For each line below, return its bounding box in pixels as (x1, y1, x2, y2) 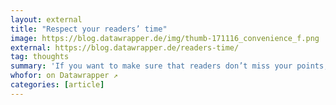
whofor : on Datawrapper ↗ (10, 71, 118, 81)
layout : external (10, 14, 83, 25)
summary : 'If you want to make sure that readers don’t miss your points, (10, 61, 329, 71)
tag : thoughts (10, 52, 70, 62)
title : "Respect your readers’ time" (10, 24, 168, 34)
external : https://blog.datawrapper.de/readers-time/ (10, 42, 240, 53)
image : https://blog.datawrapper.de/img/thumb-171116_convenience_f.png (10, 33, 320, 43)
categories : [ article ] (10, 80, 105, 90)
